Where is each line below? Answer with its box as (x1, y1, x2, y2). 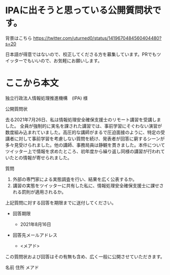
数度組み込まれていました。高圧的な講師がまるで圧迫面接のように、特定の (5, 129, 161, 135)
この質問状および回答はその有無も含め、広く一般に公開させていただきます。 (5, 253, 165, 259)
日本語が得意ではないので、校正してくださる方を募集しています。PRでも (5, 51, 157, 57)
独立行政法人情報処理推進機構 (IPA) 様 (5, 95, 88, 101)
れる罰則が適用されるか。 (12, 189, 66, 195)
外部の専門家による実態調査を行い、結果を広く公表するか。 (12, 176, 138, 182)
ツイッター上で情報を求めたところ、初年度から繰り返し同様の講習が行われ (5, 148, 161, 154)
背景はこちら (5, 35, 32, 41)
